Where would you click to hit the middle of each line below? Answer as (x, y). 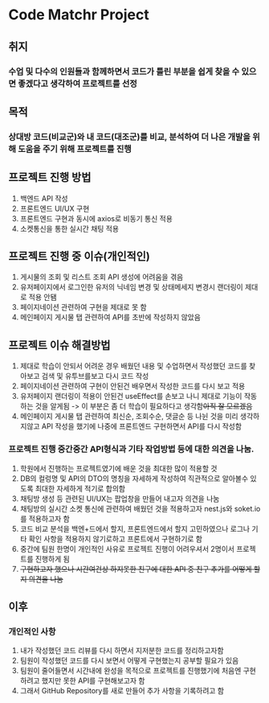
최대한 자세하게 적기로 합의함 (80, 488)
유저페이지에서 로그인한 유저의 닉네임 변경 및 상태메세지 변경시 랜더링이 (131, 287)
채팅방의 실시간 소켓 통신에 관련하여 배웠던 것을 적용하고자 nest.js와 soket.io (140, 508)
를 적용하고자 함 (45, 518)
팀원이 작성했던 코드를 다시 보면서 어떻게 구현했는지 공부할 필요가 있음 (129, 660)
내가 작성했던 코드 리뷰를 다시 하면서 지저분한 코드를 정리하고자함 (122, 651)
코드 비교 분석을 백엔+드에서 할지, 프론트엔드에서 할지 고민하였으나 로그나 (135, 528)
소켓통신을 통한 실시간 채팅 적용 (69, 228)
